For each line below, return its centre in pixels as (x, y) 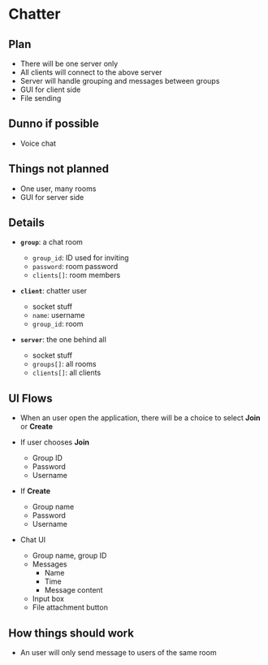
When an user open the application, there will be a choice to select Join (140, 418)
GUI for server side (52, 197)
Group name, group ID (69, 556)
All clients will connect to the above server (91, 72)
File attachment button (70, 607)
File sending (41, 98)
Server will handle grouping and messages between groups (120, 81)
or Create (37, 427)
